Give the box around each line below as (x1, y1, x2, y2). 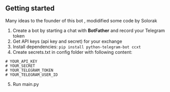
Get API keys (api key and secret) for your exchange (12, 38, 122, 44)
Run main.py (12, 81, 39, 87)
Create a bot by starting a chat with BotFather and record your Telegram (12, 27, 165, 34)
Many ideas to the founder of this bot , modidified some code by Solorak (5, 17, 157, 23)
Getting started (5, 4, 55, 13)
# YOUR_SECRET (5, 63, 36, 68)
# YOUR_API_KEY (5, 58, 38, 64)
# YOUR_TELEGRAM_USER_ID (5, 72, 58, 77)
